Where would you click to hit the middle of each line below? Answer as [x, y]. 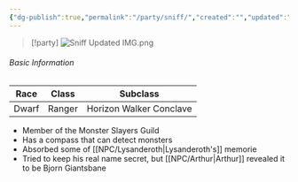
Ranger [63, 109]
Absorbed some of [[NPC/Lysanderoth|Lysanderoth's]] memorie [139, 149]
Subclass [139, 94]
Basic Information [42, 63]
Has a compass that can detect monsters [97, 140]
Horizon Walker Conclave [139, 109]
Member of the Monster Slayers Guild [90, 130]
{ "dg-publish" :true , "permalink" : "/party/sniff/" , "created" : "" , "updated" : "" [152, 17]
